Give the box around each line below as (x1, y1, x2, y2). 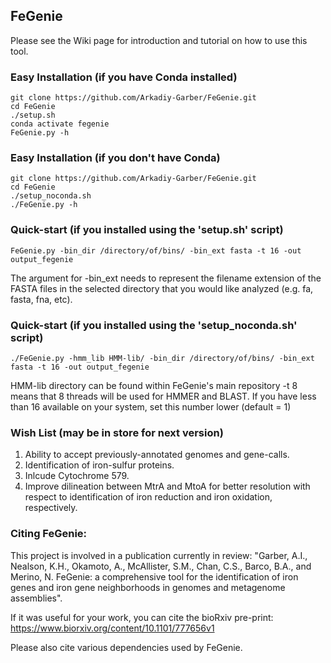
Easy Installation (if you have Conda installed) (10, 70, 238, 84)
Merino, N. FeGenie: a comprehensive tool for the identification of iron (10, 570, 299, 583)
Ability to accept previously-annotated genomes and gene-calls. (24, 449, 290, 461)
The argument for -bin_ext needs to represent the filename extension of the (10, 272, 322, 284)
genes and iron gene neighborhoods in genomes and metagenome (10, 581, 286, 593)
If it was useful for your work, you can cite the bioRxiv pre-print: (10, 611, 274, 623)
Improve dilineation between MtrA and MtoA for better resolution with (24, 480, 311, 493)
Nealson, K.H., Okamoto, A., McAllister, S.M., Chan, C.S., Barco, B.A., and (10, 560, 312, 572)
